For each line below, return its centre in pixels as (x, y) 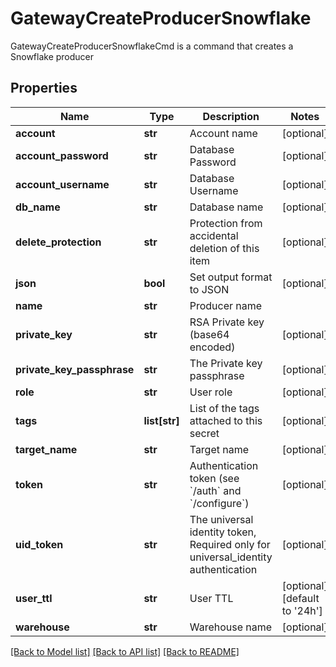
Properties (44, 88)
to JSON (209, 289)
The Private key (226, 363)
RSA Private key (227, 322)
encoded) (212, 347)
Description (231, 116)
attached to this (226, 420)
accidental (214, 235)
